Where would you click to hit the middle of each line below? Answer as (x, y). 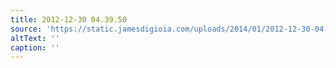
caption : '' (35, 47)
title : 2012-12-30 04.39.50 (69, 19)
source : (26, 29)
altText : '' (35, 38)
